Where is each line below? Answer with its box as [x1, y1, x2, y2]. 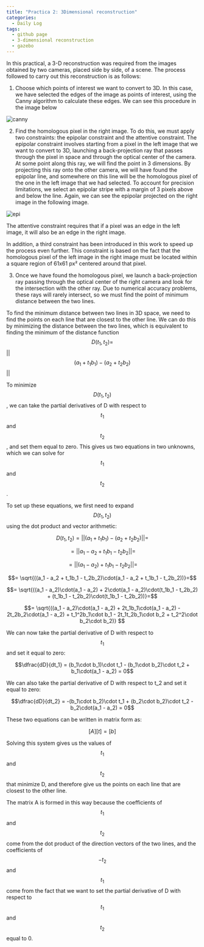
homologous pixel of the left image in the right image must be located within [6, 253, 197, 261]
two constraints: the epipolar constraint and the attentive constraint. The [15, 133, 197, 141]
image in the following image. [15, 199, 90, 206]
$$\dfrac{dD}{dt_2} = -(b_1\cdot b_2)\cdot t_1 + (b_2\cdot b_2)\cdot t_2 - [11, 698, 194, 705]
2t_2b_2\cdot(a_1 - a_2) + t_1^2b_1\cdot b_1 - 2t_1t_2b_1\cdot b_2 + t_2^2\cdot [7, 610, 198, 618]
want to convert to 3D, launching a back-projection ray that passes [15, 147, 183, 154]
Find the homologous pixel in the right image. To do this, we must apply [15, 127, 195, 135]
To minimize [6, 381, 37, 389]
